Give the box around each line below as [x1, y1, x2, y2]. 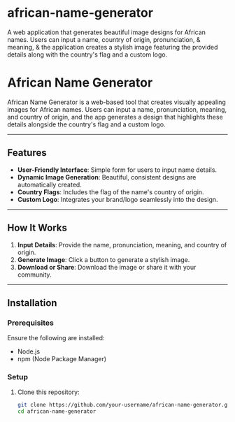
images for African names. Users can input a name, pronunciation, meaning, [7, 105, 227, 113]
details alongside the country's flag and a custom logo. [7, 120, 166, 129]
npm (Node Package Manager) [17, 355, 107, 363]
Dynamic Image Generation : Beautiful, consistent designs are [17, 173, 197, 181]
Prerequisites [7, 318, 54, 328]
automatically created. [17, 180, 82, 189]
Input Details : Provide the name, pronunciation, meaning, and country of [17, 240, 227, 249]
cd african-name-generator [17, 408, 97, 415]
